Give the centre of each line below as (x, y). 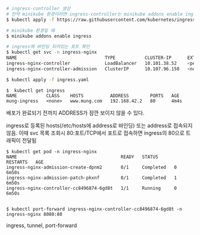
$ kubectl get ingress (36, 90)
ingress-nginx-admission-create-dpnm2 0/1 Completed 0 (92, 167)
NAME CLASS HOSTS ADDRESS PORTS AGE (93, 95)
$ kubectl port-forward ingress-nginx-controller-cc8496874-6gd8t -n (94, 209)
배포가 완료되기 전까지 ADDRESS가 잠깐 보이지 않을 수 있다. (75, 113)
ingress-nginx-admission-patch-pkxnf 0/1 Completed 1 (92, 178)
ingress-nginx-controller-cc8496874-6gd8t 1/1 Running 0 (92, 188)
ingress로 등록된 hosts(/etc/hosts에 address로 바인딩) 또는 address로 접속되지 (99, 125)
